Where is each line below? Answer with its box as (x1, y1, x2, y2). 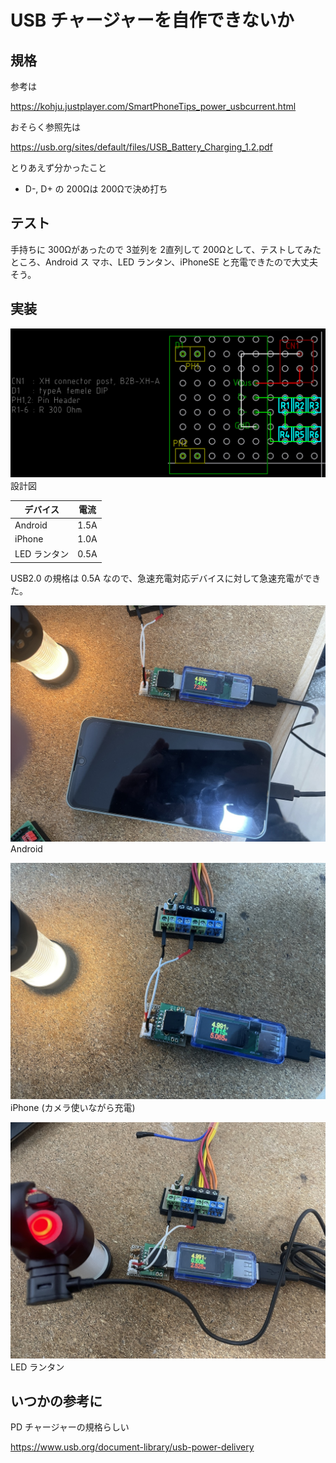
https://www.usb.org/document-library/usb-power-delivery (10, 1441, 255, 1453)
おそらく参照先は (10, 121, 81, 133)
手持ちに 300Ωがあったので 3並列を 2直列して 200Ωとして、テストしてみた (10, 243, 322, 255)
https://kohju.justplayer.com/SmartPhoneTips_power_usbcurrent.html (10, 101, 297, 112)
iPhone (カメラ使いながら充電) (10, 1101, 136, 1113)
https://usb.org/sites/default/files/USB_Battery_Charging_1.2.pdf (10, 141, 273, 153)
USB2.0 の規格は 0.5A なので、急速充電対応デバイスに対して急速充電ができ (10, 572, 322, 584)
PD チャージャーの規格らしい (10, 1421, 130, 1433)
